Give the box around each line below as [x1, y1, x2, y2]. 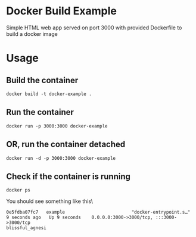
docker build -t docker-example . [6, 91, 92, 97]
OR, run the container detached [6, 139, 126, 150]
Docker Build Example [6, 4, 117, 18]
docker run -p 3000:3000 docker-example [6, 123, 108, 129]
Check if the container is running [6, 171, 131, 181]
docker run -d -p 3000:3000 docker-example [6, 155, 116, 161]
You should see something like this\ [6, 197, 94, 205]
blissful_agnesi [6, 225, 46, 231]
